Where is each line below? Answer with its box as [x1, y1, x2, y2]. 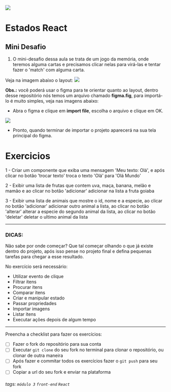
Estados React [5, 22, 68, 34]
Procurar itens [12, 284, 43, 290]
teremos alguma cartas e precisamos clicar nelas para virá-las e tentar [12, 62, 161, 67]
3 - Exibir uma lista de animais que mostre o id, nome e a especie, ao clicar [5, 197, 163, 203]
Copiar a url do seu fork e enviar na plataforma [12, 369, 111, 375]
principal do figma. [12, 133, 52, 138]
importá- [144, 93, 163, 99]
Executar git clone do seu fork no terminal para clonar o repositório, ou [12, 347, 164, 353]
